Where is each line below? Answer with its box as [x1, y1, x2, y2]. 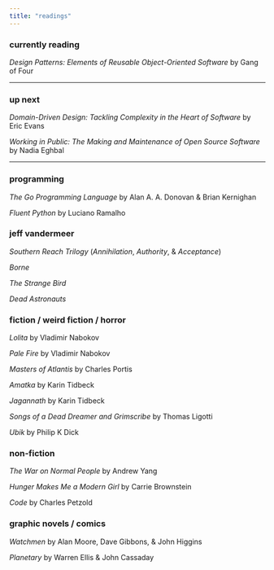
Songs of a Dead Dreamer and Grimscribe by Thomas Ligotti [9, 412, 214, 422]
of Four [9, 66, 34, 76]
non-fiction [9, 448, 55, 459]
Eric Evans [9, 121, 45, 131]
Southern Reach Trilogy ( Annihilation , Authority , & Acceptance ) [9, 246, 222, 256]
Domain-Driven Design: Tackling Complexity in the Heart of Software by [9, 112, 251, 122]
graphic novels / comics [9, 518, 107, 529]
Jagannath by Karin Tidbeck [9, 396, 105, 406]
